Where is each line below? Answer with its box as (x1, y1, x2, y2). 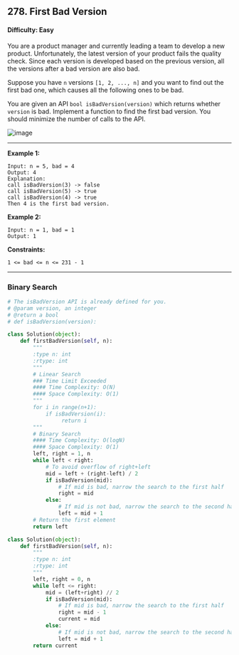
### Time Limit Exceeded (33, 377, 107, 384)
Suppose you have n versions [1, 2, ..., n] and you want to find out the (7, 78, 224, 86)
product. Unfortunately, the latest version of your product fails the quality (7, 49, 222, 58)
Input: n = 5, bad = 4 (7, 163, 75, 170)
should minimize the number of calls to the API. (7, 114, 146, 123)
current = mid (58, 616, 100, 623)
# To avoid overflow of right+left (45, 463, 152, 470)
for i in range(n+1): (33, 404, 97, 411)
